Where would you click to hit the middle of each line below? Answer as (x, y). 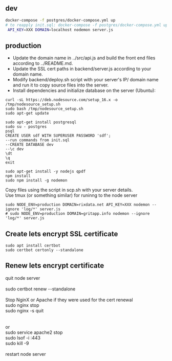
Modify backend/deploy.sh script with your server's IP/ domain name (85, 80)
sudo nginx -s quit (25, 310)
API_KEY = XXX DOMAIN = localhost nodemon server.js (60, 30)
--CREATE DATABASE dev (29, 145)
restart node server (26, 354)
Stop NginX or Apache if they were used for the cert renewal (69, 300)
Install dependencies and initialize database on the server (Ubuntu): (84, 91)
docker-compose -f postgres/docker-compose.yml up (60, 20)
